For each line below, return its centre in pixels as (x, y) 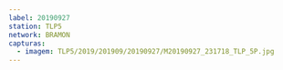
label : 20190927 (39, 18)
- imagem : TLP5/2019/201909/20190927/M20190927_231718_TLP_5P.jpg (146, 52)
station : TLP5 (36, 26)
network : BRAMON (39, 35)
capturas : (27, 43)
